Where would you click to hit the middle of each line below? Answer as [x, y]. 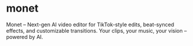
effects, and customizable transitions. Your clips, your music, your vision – [96, 30]
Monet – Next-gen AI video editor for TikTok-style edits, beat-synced [90, 24]
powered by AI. [25, 37]
